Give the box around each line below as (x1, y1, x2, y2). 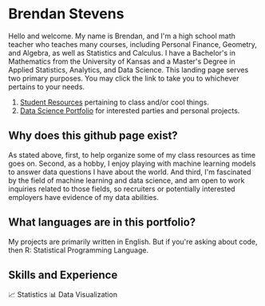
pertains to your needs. (8, 81, 85, 92)
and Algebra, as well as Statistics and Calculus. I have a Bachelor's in (8, 48, 235, 57)
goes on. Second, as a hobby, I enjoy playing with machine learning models (8, 159, 256, 168)
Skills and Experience (8, 268, 118, 281)
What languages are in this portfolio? (8, 216, 196, 229)
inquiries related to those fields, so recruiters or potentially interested (8, 184, 235, 194)
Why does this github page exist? (8, 129, 178, 143)
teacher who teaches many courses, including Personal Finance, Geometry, (8, 39, 258, 49)
